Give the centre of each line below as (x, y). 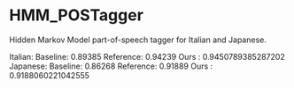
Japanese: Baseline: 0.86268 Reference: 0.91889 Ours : (111, 66)
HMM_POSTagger (77, 15)
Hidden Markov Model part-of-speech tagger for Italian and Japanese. (138, 40)
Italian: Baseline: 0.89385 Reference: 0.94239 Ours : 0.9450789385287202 (147, 56)
